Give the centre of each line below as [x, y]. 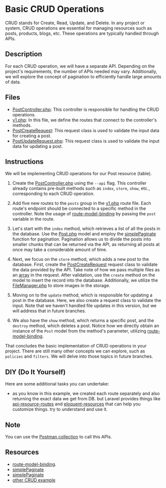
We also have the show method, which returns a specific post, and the [83, 321]
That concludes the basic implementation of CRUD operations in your [76, 346]
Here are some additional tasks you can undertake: [57, 384]
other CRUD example [34, 480]
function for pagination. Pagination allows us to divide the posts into [82, 239]
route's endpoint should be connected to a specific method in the [79, 208]
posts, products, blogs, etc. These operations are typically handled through [82, 33]
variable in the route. [33, 219]
